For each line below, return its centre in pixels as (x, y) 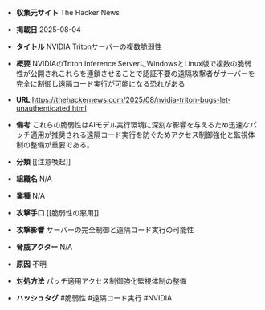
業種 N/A (31, 196)
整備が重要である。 (62, 145)
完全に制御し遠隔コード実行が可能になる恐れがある (100, 84)
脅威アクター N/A (44, 247)
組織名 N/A (34, 179)
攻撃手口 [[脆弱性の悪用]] (57, 213)
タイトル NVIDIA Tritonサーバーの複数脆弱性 (89, 46)
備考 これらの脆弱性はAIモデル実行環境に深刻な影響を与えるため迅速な (133, 125)
